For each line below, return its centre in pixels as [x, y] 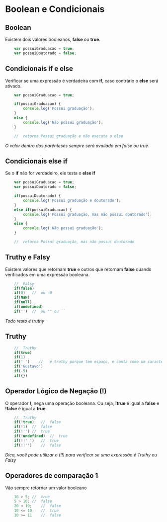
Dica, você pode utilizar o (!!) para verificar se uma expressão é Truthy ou [81, 455]
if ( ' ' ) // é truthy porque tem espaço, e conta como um [80, 362]
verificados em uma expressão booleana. [47, 274]
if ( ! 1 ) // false [33, 427]
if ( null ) [23, 302]
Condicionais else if [37, 161]
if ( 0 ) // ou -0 [33, 293]
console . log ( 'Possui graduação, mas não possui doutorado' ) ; [88, 214]
